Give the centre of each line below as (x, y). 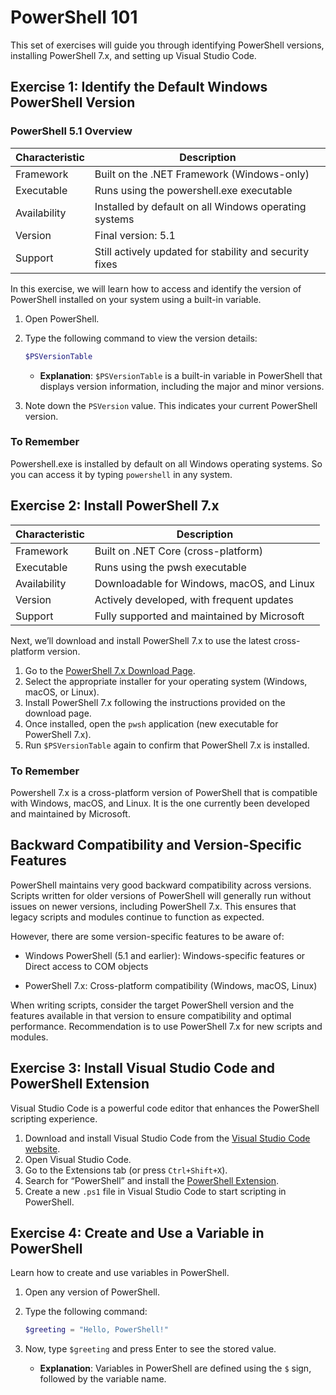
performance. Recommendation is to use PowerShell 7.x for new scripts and (166, 1026)
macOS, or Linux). (62, 692)
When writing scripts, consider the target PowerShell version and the (152, 1005)
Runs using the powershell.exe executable (193, 190)
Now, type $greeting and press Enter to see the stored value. (150, 1349)
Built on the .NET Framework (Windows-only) (202, 174)
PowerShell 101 (74, 17)
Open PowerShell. (62, 318)
